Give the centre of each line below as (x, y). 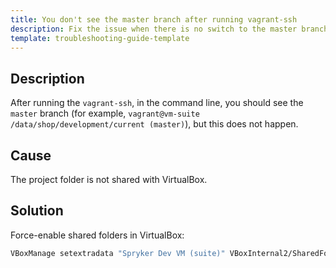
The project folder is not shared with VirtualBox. (109, 179)
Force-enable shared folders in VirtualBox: (97, 235)
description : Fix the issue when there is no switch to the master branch (169, 29)
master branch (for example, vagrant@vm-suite (105, 113)
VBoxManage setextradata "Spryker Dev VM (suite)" (118, 253)
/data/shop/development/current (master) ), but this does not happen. (154, 124)
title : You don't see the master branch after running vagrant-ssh (154, 19)
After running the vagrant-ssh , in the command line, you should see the (157, 103)
